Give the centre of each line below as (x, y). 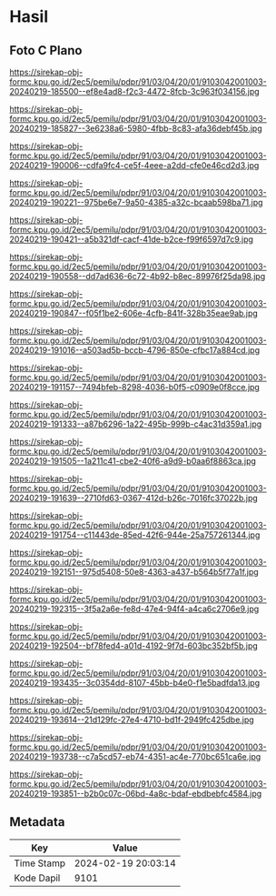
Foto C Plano (46, 50)
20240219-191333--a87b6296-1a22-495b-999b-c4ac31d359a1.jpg (136, 424)
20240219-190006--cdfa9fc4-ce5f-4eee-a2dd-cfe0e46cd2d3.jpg (134, 165)
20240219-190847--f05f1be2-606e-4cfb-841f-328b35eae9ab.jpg (134, 313)
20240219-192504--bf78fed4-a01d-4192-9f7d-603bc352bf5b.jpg (134, 646)
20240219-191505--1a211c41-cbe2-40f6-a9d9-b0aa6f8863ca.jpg (133, 461)
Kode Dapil (37, 878)
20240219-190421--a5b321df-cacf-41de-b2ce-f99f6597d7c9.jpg (132, 239)
